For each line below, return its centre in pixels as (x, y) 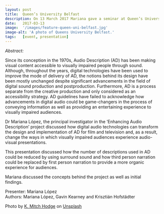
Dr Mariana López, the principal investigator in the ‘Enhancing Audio (73, 121)
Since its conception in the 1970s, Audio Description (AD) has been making (80, 60)
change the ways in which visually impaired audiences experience (72, 137)
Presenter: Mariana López (31, 192)
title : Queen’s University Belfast (42, 14)
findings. (14, 182)
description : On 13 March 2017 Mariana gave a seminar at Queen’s (74, 19)
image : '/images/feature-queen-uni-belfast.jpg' (57, 28)
